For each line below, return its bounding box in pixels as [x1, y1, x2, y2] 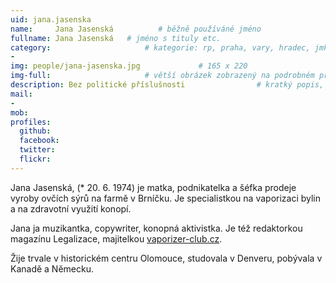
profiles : [10, 117, 52, 127]
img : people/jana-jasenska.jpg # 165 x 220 [10, 61, 248, 71]
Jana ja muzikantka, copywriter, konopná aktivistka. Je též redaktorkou [10, 222, 303, 234]
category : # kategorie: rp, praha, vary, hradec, [10, 42, 311, 53]
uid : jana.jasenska [10, 14, 92, 25]
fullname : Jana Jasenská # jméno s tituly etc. [10, 33, 222, 43]
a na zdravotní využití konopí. [10, 202, 132, 215]
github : [19, 126, 52, 136]
